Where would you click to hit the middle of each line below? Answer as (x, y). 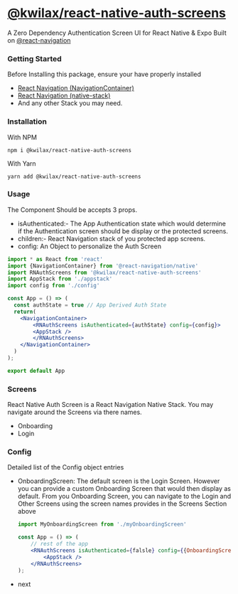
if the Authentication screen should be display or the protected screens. (123, 231)
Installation (27, 122)
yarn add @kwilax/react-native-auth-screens (74, 176)
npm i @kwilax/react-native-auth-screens (70, 150)
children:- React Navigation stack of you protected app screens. (112, 238)
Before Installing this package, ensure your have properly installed (104, 74)
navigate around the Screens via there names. (75, 412)
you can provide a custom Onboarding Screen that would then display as (124, 489)
